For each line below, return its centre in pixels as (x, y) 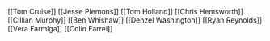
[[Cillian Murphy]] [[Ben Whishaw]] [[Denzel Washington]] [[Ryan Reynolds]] (135, 20)
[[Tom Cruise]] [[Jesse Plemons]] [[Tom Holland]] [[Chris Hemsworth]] (126, 12)
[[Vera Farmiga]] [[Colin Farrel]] (60, 29)
